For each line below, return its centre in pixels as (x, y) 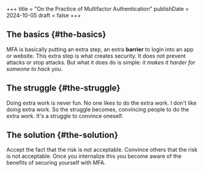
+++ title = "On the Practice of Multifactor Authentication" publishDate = (98, 9)
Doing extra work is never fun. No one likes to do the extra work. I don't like (102, 103)
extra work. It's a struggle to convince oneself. (65, 116)
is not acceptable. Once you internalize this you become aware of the (94, 156)
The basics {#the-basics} (56, 35)
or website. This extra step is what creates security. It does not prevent (96, 56)
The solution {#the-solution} (62, 135)
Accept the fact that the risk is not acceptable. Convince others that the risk (102, 150)
